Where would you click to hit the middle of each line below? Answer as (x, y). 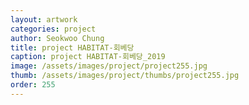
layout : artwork (44, 19)
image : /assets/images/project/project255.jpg (109, 66)
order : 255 (33, 85)
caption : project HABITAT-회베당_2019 (88, 57)
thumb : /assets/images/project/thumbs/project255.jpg (125, 76)
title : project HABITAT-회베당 (72, 47)
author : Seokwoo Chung (57, 38)
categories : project (53, 29)
